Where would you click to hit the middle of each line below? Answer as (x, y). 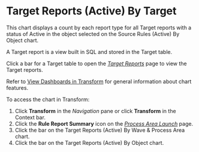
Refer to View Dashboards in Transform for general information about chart (99, 81)
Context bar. (30, 117)
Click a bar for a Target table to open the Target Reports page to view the (97, 63)
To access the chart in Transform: (48, 99)
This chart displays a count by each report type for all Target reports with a (99, 28)
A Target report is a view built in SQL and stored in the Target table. (89, 51)
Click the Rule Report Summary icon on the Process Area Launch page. (104, 123)
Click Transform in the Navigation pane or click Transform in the (95, 111)
